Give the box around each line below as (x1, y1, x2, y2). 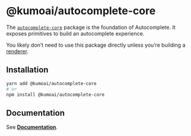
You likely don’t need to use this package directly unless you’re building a (6, 41, 186, 48)
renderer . (6, 47, 28, 54)
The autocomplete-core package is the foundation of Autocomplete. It (6, 24, 176, 31)
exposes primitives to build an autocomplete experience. (6, 30, 145, 37)
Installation (6, 65, 49, 75)
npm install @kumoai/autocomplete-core (6, 92, 105, 98)
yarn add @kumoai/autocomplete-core (6, 80, 97, 86)
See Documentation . (6, 124, 58, 131)
